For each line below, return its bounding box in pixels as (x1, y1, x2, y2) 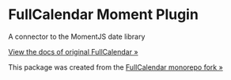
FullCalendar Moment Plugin (8, 6, 199, 24)
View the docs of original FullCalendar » (8, 47, 138, 56)
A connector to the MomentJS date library (8, 32, 146, 41)
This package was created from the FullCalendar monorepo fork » (8, 62, 223, 72)
